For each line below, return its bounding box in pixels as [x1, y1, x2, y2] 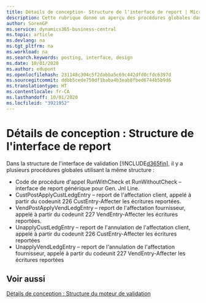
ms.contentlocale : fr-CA [6, 89, 70, 95]
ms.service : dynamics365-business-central [6, 26, 116, 32]
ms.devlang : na [6, 37, 45, 43]
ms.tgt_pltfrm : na [6, 43, 53, 50]
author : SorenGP [6, 20, 48, 26]
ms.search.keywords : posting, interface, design [6, 54, 133, 61]
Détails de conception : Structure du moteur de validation [6, 290, 151, 297]
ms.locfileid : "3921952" [6, 100, 70, 106]
